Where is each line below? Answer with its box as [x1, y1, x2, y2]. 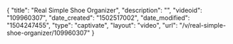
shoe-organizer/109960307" [6, 28, 90, 37]
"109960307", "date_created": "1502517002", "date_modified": [6, 13, 190, 22]
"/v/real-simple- [179, 21, 226, 29]
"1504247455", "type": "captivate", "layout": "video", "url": [6, 21, 178, 29]
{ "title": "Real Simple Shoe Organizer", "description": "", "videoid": [6, 6, 202, 14]
